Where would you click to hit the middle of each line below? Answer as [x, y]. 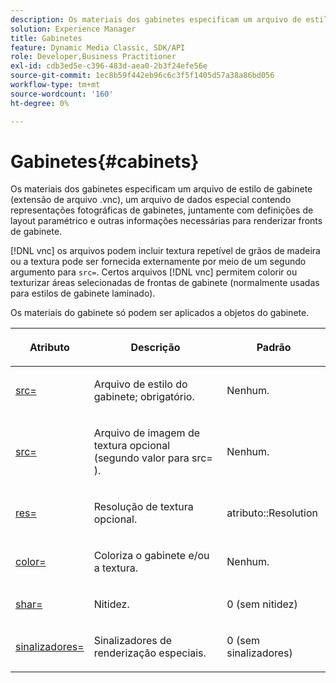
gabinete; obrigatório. [144, 397]
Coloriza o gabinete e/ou [151, 556]
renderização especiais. [150, 653]
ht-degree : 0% [40, 103]
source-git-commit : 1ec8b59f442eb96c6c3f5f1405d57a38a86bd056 [142, 76]
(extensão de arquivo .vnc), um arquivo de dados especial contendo [151, 200]
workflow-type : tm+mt [55, 85]
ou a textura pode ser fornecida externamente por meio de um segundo [158, 262]
